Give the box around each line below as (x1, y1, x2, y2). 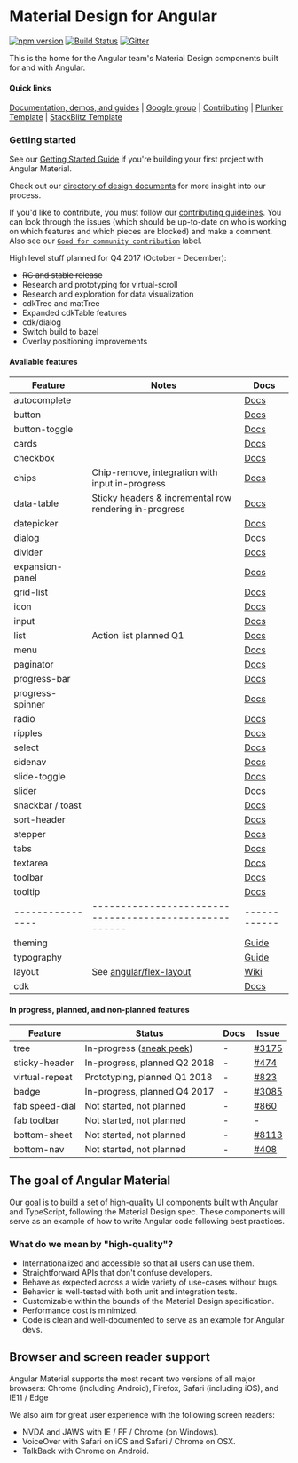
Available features (9, 357, 78, 368)
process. (9, 190, 42, 201)
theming (13, 937, 49, 949)
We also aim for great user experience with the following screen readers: (9, 1409, 275, 1420)
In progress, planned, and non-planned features (9, 1005, 190, 1016)
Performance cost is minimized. (21, 1305, 138, 1316)
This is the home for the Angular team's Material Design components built (9, 52, 279, 63)
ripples (13, 726, 43, 739)
